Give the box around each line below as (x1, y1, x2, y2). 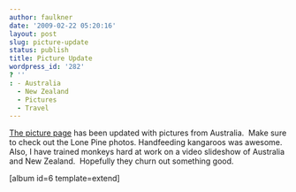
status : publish (9, 46, 69, 55)
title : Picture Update (9, 54, 93, 63)
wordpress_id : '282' (9, 63, 86, 72)
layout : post (9, 29, 57, 38)
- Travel (17, 104, 49, 112)
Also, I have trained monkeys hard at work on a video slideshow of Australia (9, 147, 285, 157)
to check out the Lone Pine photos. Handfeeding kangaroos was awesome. (9, 137, 283, 148)
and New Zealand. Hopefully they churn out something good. (9, 156, 234, 166)
